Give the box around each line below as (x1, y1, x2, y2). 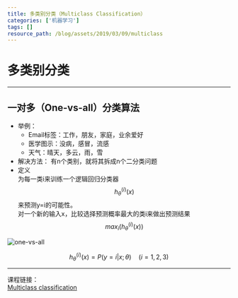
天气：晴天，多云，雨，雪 (28, 148, 103, 156)
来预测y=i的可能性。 (17, 201, 76, 209)
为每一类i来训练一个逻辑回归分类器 (17, 174, 119, 183)
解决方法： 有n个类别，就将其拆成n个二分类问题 (17, 157, 158, 165)
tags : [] (7, 23, 33, 30)
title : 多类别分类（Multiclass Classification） (7, 10, 147, 18)
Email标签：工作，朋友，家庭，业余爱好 (28, 131, 144, 138)
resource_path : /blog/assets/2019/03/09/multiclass (7, 30, 163, 37)
